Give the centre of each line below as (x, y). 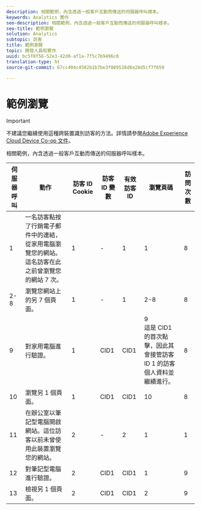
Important (18, 121)
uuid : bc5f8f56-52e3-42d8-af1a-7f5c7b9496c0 (63, 56)
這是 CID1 (158, 328)
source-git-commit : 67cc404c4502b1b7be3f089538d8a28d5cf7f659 (85, 67)
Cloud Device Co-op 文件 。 (40, 141)
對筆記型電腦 (43, 469)
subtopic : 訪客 (24, 39)
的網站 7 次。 (44, 280)
